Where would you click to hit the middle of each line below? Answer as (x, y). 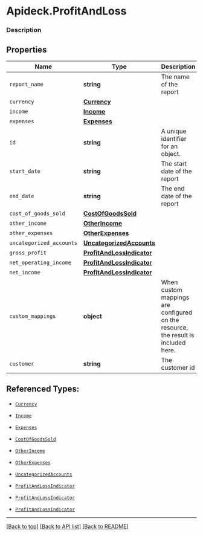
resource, (175, 328)
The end (173, 189)
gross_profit (28, 253)
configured (177, 312)
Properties (27, 50)
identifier (174, 138)
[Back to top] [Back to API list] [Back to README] (67, 526)
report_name (27, 84)
